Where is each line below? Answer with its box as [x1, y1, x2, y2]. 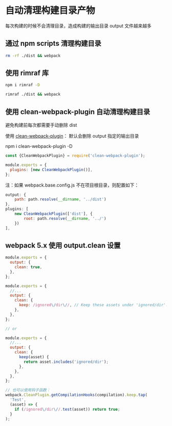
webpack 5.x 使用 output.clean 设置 [5, 241, 121, 250]
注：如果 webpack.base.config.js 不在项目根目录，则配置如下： [5, 182, 139, 188]
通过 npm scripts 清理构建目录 [5, 39, 101, 48]
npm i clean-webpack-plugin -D [5, 143, 73, 149]
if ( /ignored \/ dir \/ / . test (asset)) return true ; [14, 406, 120, 412]
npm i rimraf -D [5, 83, 40, 88]
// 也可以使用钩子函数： [5, 387, 51, 393]
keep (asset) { [18, 355, 50, 360]
